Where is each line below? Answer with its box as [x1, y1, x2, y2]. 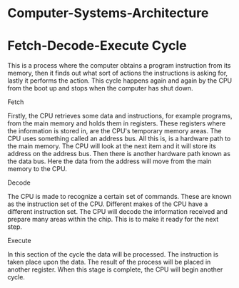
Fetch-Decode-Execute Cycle [7, 38, 187, 54]
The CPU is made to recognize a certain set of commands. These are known [7, 192, 232, 201]
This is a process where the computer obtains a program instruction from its [7, 61, 231, 70]
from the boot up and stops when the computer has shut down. [7, 84, 194, 93]
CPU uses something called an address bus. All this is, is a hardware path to [7, 134, 231, 143]
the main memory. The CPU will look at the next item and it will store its [7, 142, 216, 150]
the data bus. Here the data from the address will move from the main [7, 157, 212, 165]
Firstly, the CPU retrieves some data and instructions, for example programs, [7, 112, 233, 120]
